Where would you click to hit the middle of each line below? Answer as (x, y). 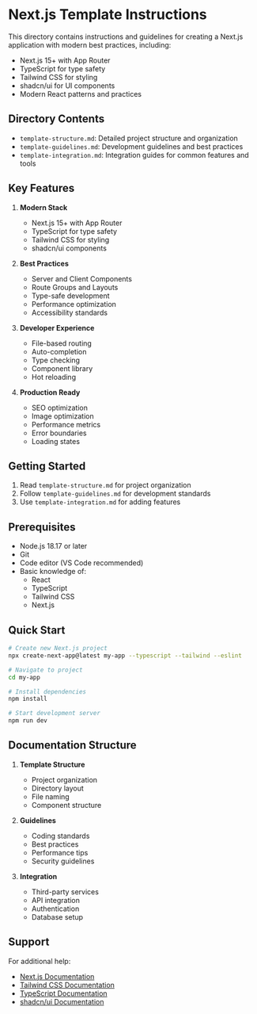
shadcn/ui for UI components (67, 86)
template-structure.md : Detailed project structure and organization (129, 138)
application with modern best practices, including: (90, 44)
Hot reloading (54, 377)
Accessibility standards (70, 312)
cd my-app (25, 677)
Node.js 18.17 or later (53, 546)
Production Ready (50, 392)
